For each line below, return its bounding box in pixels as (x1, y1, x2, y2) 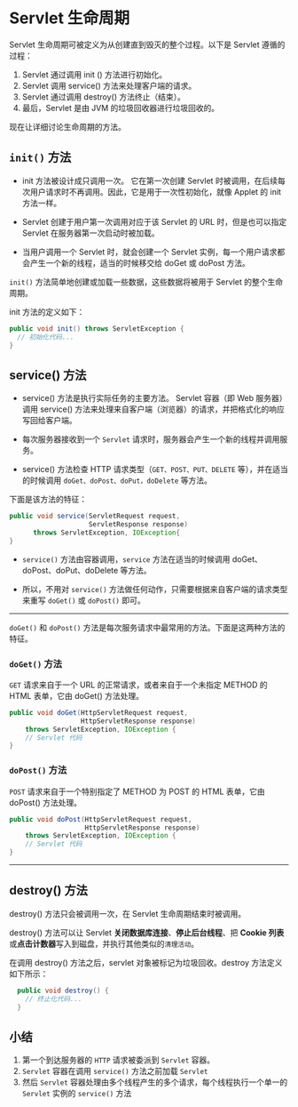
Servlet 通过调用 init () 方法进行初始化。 (21, 68, 168, 80)
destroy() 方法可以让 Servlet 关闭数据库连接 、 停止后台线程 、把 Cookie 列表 (9, 927, 285, 938)
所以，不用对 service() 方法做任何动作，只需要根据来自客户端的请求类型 (21, 583, 288, 594)
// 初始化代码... (17, 333, 74, 341)
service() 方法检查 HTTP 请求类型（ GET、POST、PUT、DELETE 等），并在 (21, 464, 273, 475)
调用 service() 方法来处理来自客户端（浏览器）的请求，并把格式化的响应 (21, 404, 286, 414)
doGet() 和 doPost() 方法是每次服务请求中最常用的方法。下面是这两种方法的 (9, 622, 286, 632)
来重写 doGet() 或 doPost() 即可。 (21, 595, 145, 606)
